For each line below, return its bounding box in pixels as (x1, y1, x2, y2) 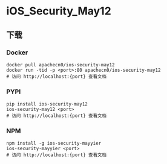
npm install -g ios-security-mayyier (6, 140, 102, 147)
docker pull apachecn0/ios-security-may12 (6, 61, 115, 68)
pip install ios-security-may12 (6, 101, 88, 107)
